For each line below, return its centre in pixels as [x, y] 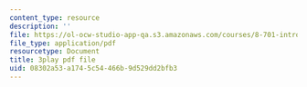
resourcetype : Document [55, 52]
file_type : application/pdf [63, 43]
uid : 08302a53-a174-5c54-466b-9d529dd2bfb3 [94, 69]
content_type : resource [55, 18]
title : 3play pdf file [53, 60]
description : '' [40, 26]
